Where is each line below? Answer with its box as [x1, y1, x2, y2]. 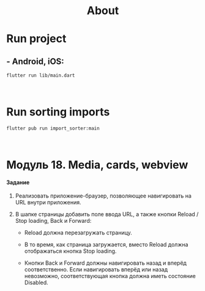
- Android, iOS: [6, 56, 64, 66]
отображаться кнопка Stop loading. [24, 247, 117, 255]
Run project [6, 32, 67, 46]
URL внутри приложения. [15, 199, 81, 206]
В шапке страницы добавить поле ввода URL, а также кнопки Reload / [15, 211, 199, 218]
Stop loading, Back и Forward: [15, 217, 92, 225]
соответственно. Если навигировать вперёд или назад [24, 266, 168, 273]
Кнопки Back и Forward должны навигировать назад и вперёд [24, 259, 187, 267]
